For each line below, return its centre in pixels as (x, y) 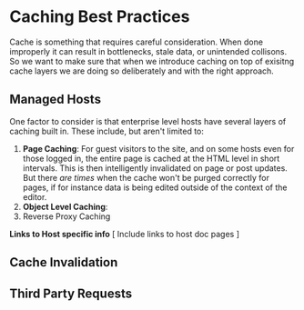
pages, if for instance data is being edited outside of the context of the (155, 187)
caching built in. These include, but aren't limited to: (107, 131)
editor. (35, 196)
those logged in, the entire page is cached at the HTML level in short (151, 158)
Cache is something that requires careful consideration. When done (137, 42)
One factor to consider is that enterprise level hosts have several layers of (148, 121)
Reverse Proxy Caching (66, 216)
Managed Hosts (56, 100)
